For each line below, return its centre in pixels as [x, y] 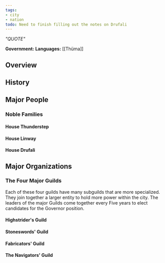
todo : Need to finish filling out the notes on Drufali [66, 24]
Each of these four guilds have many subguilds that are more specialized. [83, 192]
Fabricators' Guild [25, 244]
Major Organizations [39, 166]
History [17, 83]
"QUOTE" [15, 39]
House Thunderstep [27, 127]
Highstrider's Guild [26, 220]
